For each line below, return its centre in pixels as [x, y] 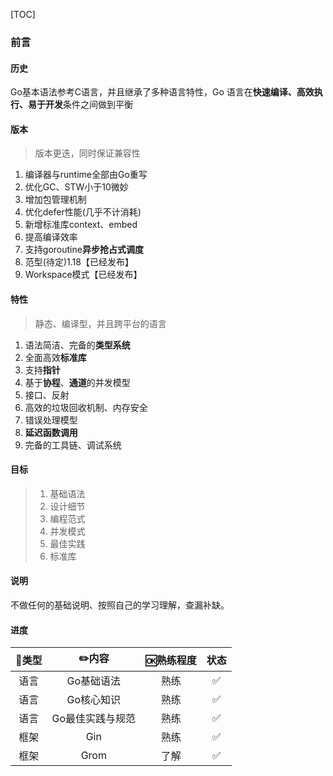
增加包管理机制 [55, 200]
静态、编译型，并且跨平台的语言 [100, 323]
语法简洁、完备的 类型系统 [77, 345]
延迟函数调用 [51, 432]
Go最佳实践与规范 [94, 719]
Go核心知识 [94, 700]
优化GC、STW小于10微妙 [76, 187]
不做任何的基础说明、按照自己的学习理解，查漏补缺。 [120, 605]
